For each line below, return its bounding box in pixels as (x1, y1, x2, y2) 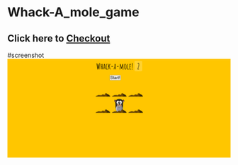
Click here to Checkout (7, 32, 110, 44)
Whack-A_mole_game (7, 4, 140, 20)
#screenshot (7, 51, 45, 59)
